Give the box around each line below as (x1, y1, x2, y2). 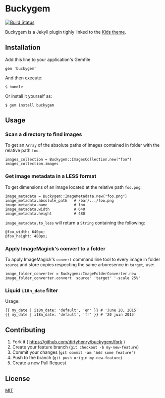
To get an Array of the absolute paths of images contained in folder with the (5, 142, 160, 148)
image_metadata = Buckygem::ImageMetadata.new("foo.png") (5, 194, 127, 199)
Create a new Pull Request (12, 360, 67, 366)
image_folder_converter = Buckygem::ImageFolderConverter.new (5, 271, 136, 277)
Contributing (5, 326, 46, 334)
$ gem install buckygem (5, 103, 55, 108)
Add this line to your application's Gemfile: (5, 57, 92, 62)
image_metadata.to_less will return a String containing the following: (5, 220, 145, 226)
